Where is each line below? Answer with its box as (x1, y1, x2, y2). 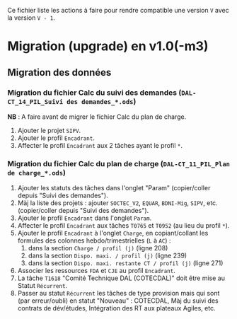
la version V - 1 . (7, 13, 55, 22)
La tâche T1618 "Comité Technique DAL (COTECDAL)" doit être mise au (17, 274, 225, 282)
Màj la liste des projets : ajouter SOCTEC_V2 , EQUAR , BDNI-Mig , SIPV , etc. (17, 199, 218, 207)
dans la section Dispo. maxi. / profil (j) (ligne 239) (28, 251, 187, 260)
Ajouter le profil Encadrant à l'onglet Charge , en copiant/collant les (17, 229, 209, 238)
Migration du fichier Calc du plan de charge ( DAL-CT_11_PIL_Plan (7, 158, 230, 168)
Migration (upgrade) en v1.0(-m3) (7, 38, 209, 54)
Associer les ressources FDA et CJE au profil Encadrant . (17, 267, 175, 275)
